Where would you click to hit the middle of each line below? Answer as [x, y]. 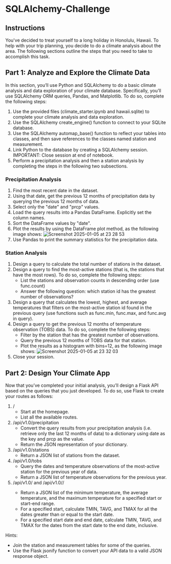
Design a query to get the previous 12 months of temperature [77, 324]
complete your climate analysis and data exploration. [68, 117]
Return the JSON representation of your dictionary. [74, 444]
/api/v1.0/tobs [27, 461]
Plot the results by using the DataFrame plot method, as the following [85, 229]
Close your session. [34, 357]
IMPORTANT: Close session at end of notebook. [63, 155]
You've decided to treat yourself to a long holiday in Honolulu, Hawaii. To [82, 40]
